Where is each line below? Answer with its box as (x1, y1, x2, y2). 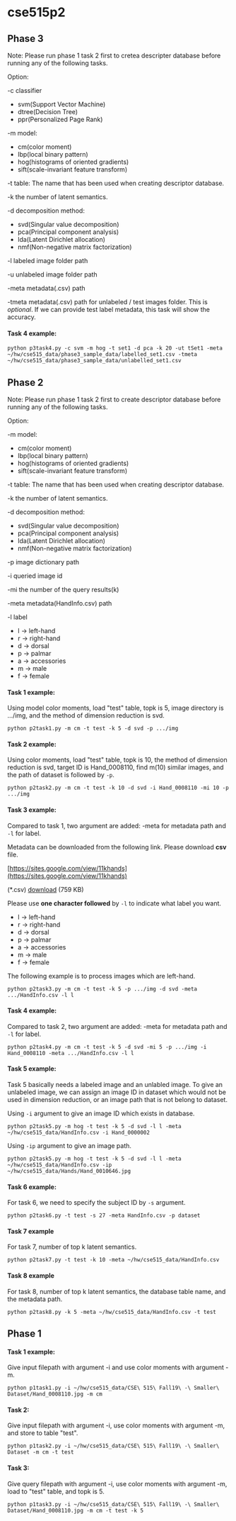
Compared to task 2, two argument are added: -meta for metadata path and (7, 1022, 228, 1030)
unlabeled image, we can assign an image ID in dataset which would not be (7, 1088, 226, 1096)
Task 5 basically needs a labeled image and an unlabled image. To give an (7, 1081, 223, 1089)
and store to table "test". (7, 1429, 78, 1437)
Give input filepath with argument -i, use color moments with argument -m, (7, 1421, 225, 1430)
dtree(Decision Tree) (17, 108, 78, 116)
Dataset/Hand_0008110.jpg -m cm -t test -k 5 (7, 1507, 143, 1514)
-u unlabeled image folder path (7, 270, 98, 279)
